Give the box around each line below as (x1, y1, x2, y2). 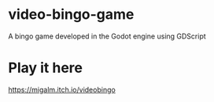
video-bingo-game (8, 5, 135, 24)
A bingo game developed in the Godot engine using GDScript (8, 31, 206, 41)
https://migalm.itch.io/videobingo (8, 85, 116, 94)
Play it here (8, 59, 83, 77)
